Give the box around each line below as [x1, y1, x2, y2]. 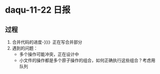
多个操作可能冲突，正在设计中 [19, 52, 79, 57]
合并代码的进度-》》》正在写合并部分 [12, 39, 82, 45]
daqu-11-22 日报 [5, 4, 71, 16]
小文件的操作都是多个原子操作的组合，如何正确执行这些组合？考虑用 [19, 57, 156, 63]
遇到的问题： [12, 45, 38, 51]
